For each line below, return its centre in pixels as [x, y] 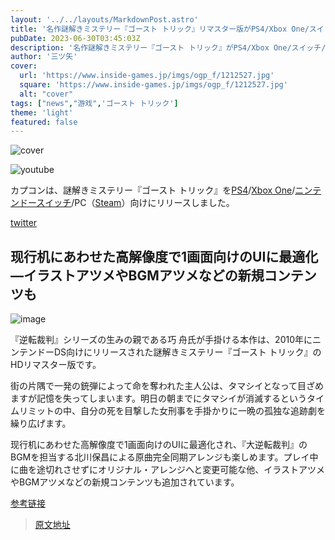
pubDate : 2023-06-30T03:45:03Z [75, 38]
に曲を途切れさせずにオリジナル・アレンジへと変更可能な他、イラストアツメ [168, 470]
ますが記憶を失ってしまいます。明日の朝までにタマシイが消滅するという [158, 398]
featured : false [44, 122]
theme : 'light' [42, 112]
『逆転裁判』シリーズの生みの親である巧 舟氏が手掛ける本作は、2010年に [161, 340]
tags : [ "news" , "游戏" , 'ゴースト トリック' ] [94, 103]
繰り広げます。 [41, 423]
